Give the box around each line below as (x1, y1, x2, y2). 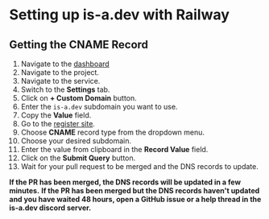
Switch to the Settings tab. (20, 85, 110, 94)
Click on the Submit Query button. (20, 153, 136, 163)
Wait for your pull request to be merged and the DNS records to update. (20, 162, 259, 171)
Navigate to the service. (20, 76, 101, 85)
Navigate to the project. (20, 68, 100, 77)
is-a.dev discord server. (9, 203, 92, 213)
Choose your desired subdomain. (20, 136, 132, 146)
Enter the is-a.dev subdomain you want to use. (20, 102, 178, 111)
